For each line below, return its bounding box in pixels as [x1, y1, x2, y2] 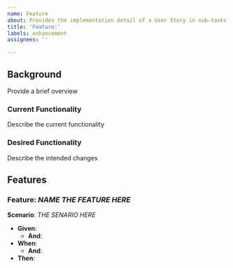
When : [17, 239, 38, 248]
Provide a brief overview [7, 87, 78, 95]
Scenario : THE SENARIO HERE [7, 211, 96, 219]
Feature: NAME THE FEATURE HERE [7, 195, 131, 204]
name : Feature [7, 10, 49, 17]
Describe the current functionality [7, 120, 105, 129]
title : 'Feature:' [7, 23, 61, 30]
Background [7, 68, 62, 80]
